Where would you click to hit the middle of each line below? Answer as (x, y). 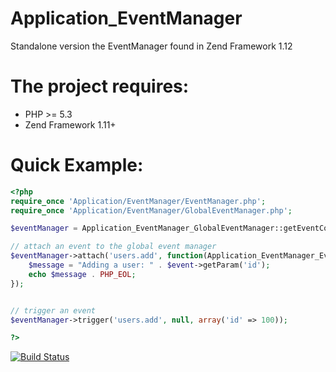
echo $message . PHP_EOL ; (82, 274)
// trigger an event (53, 310)
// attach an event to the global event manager (113, 247)
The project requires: (100, 86)
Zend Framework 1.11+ (70, 124)
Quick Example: (77, 165)
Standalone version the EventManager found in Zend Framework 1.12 (151, 46)
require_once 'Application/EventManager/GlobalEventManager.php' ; (151, 210)
